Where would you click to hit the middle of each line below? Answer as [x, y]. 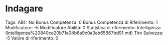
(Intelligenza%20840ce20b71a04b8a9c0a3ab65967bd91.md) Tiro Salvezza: [84, 33]
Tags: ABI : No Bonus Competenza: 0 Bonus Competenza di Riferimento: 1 [81, 22]
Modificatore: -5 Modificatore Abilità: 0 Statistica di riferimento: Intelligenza [83, 27]
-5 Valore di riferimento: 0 [32, 38]
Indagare [24, 9]
